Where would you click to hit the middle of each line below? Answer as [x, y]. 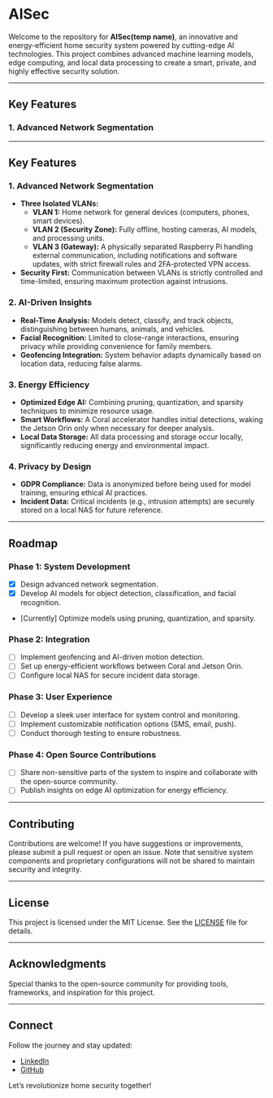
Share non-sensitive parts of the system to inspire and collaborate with [139, 773]
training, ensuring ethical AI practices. [84, 493]
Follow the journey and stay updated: [70, 1045]
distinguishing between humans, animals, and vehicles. [113, 329]
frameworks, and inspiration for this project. [82, 992]
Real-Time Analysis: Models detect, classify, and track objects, [127, 320]
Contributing [41, 823]
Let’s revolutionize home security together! [80, 1085]
